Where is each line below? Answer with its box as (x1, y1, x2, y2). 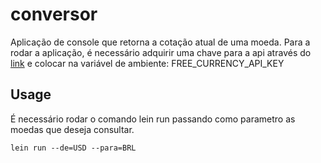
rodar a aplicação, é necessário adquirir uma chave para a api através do (10, 46, 312, 58)
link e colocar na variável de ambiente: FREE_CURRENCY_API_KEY (10, 57, 285, 69)
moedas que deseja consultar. (10, 123, 135, 135)
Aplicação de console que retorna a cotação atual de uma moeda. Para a (10, 36, 311, 48)
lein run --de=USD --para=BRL (10, 143, 137, 153)
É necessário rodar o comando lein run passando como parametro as (10, 113, 296, 125)
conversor (10, 3, 98, 26)
